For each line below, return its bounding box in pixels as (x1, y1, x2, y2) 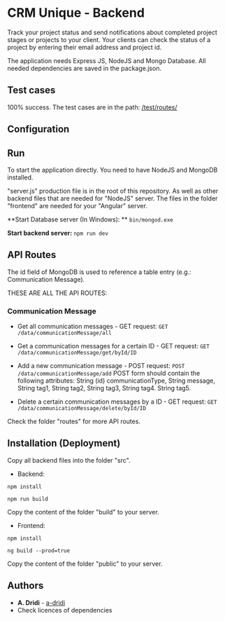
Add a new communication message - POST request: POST (17, 362, 185, 370)
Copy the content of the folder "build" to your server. (7, 507, 159, 516)
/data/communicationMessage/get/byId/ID (17, 349, 137, 357)
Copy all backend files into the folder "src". (7, 456, 131, 464)
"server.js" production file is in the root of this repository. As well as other (7, 186, 219, 195)
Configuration (7, 123, 70, 135)
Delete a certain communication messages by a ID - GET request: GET (17, 397, 217, 406)
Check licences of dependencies (17, 606, 112, 614)
